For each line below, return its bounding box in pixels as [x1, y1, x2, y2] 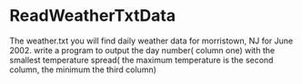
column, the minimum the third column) [9, 64, 157, 75]
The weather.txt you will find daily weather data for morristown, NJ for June [9, 35, 294, 46]
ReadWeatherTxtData [9, 5, 176, 26]
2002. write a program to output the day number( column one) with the [9, 44, 276, 55]
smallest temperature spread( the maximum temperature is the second [9, 54, 274, 65]
